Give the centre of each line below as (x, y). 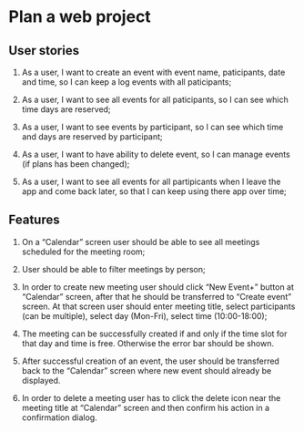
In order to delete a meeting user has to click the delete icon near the (151, 397)
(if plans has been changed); (76, 164)
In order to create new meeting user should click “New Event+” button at (158, 287)
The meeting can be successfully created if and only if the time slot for (154, 334)
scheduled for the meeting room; (83, 252)
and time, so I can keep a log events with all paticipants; (127, 82)
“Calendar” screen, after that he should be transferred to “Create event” (157, 296)
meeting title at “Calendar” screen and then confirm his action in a (146, 407)
